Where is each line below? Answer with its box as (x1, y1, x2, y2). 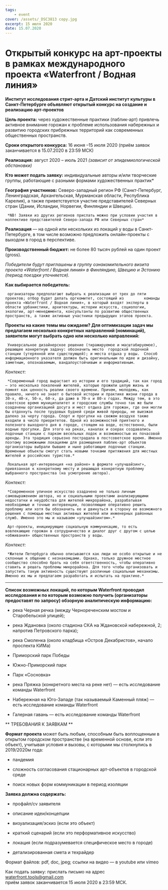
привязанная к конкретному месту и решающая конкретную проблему (5, 467, 144, 472)
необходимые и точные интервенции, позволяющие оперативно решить (5, 502, 146, 508)
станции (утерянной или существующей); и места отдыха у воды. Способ (5, 351, 157, 356)
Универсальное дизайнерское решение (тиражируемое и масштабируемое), (7, 343, 157, 348)
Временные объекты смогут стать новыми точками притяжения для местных (5, 449, 157, 454)
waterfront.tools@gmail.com (5, 874, 64, 880)
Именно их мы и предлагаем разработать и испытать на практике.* (5, 573, 144, 579)
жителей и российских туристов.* (5, 453, 75, 459)
